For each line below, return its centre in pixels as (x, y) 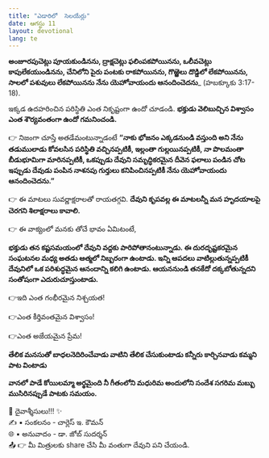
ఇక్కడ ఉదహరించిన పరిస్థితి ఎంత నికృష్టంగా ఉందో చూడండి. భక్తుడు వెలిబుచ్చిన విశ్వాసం (131, 109)
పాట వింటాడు (28, 365)
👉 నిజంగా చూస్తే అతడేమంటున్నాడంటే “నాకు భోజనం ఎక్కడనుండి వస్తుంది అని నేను (126, 137)
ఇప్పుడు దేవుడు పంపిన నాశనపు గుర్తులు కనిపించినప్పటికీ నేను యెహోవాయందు (118, 170)
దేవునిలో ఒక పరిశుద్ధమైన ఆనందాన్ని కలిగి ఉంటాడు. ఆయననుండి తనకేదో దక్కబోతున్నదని (132, 269)
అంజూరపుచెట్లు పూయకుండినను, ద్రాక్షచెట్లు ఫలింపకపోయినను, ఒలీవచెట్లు (110, 61)
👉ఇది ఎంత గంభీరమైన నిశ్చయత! (57, 298)
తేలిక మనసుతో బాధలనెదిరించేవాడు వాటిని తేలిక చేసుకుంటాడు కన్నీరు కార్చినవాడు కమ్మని (133, 355)
